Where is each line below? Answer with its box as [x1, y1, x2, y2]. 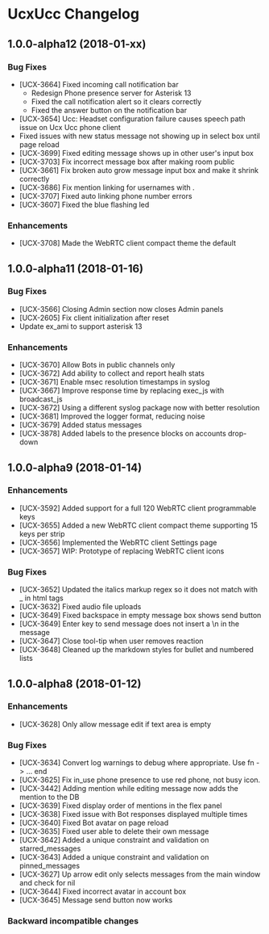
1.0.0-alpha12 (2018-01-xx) [7, 37, 147, 51]
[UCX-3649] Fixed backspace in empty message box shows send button [19, 611, 262, 621]
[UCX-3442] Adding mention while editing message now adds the [19, 784, 238, 793]
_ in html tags [19, 593, 64, 603]
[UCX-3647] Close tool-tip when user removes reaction [19, 636, 204, 646]
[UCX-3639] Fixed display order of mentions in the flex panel [19, 801, 222, 810]
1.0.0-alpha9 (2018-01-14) [7, 461, 143, 474]
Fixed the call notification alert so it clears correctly [31, 96, 202, 106]
